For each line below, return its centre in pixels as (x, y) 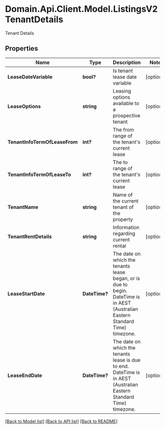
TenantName (23, 207)
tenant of (123, 207)
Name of (123, 195)
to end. (121, 366)
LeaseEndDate (25, 375)
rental (119, 246)
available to (126, 103)
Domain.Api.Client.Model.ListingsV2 (82, 9)
